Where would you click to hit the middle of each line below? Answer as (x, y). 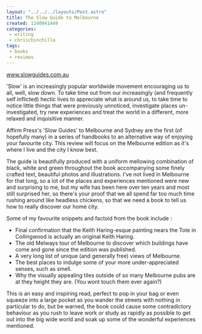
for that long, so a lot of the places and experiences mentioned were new (98, 180)
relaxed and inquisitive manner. (45, 118)
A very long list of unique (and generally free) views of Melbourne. (98, 256)
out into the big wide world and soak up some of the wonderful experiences (101, 319)
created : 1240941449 (32, 23)
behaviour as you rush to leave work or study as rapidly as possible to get (99, 313)
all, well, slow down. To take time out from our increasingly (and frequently (99, 92)
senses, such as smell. (43, 268)
